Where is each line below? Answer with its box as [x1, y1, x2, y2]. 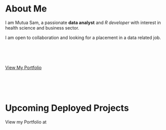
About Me [5, 3, 47, 14]
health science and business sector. [5, 24, 79, 30]
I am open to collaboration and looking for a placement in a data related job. [5, 34, 161, 40]
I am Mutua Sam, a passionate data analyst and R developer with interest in [5, 19, 161, 25]
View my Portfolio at [5, 118, 46, 125]
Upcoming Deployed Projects [5, 102, 129, 114]
